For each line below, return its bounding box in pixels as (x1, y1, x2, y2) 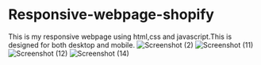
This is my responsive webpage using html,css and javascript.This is (8, 32, 232, 41)
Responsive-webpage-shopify (8, 6, 214, 24)
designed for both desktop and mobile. (8, 40, 136, 49)
